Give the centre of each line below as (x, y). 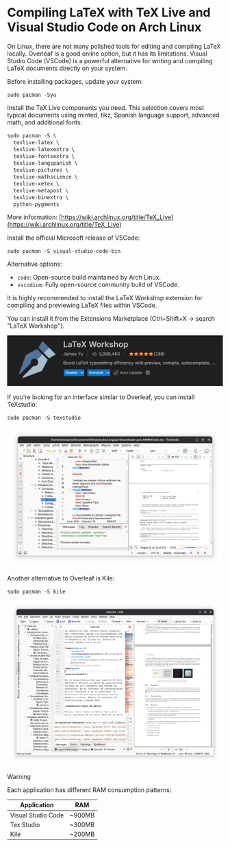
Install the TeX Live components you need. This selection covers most (106, 107)
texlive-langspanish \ (46, 163)
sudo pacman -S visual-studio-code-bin (64, 251)
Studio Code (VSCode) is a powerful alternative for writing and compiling (110, 60)
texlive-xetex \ (36, 183)
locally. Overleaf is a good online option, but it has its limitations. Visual (107, 54)
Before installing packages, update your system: (75, 81)
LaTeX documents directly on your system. (67, 68)
